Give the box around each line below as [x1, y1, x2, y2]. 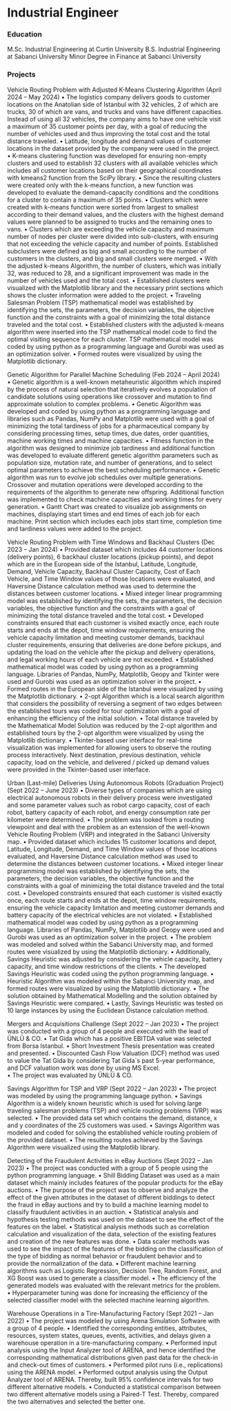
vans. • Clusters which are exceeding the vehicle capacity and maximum [7, 224, 214, 233]
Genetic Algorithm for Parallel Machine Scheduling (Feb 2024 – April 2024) [7, 370, 221, 378]
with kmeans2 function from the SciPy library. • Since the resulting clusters [7, 173, 221, 182]
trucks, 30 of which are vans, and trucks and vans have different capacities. [7, 107, 223, 115]
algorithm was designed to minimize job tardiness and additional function [7, 443, 215, 452]
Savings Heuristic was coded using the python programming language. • [7, 969, 214, 978]
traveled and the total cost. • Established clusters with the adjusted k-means [7, 320, 224, 329]
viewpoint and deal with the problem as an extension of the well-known [7, 823, 210, 831]
